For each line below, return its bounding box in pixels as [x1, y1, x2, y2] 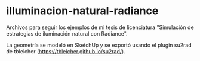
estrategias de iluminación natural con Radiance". [6, 30, 128, 37]
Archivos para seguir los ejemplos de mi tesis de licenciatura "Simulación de [6, 24, 194, 31]
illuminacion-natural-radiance [6, 4, 159, 18]
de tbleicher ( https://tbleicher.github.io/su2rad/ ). [6, 47, 125, 54]
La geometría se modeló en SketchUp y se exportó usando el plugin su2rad [6, 41, 192, 49]
